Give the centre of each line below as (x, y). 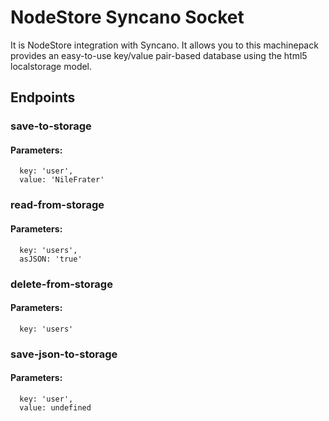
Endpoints (43, 97)
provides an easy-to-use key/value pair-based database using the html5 (159, 55)
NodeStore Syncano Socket (127, 17)
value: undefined (55, 407)
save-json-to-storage (64, 354)
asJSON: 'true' (51, 259)
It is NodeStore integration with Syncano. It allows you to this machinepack (164, 45)
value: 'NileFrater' (62, 180)
